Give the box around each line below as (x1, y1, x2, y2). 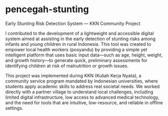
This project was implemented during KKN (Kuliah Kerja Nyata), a (5, 72, 142, 78)
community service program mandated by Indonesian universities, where (5, 78, 158, 84)
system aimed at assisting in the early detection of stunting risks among (5, 36, 156, 42)
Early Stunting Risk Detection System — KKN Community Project (5, 20, 141, 26)
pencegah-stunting (5, 4, 89, 15)
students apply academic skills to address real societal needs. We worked (5, 83, 160, 90)
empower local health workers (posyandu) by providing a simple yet (5, 46, 148, 52)
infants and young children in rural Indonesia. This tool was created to (5, 41, 151, 47)
